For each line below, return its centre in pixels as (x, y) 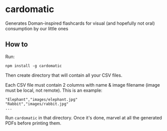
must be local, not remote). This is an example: (54, 90)
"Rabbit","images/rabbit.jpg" (37, 104)
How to (17, 45)
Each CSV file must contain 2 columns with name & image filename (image (83, 85)
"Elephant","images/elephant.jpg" (42, 99)
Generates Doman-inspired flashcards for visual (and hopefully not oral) (80, 23)
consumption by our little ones (37, 28)
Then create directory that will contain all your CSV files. (64, 75)
